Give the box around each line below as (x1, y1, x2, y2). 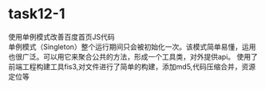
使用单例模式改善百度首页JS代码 (8, 32, 115, 41)
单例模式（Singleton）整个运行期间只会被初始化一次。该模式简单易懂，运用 (8, 41, 256, 52)
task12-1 (8, 5, 65, 23)
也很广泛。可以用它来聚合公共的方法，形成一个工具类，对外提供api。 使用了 (8, 52, 258, 61)
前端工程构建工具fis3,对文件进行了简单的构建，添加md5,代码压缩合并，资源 (8, 61, 256, 72)
